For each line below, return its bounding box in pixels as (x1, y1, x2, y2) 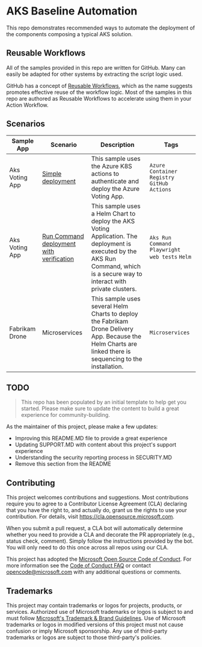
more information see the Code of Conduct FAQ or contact (6, 562, 151, 569)
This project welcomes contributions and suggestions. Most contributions (6, 494, 189, 501)
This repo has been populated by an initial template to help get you (20, 399, 186, 406)
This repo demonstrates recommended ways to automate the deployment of (6, 24, 195, 31)
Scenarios (6, 119, 45, 129)
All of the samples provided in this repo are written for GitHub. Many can (6, 64, 186, 71)
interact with (91, 277, 127, 286)
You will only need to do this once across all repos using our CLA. (6, 544, 169, 551)
